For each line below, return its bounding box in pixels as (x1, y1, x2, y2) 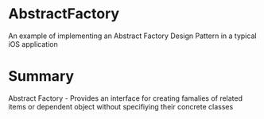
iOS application (8, 39, 58, 48)
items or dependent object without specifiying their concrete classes (8, 102, 234, 111)
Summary (8, 67, 74, 86)
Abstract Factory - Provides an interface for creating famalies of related (8, 93, 243, 103)
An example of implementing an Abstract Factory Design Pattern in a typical (8, 31, 257, 40)
